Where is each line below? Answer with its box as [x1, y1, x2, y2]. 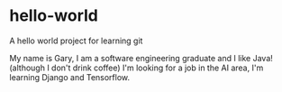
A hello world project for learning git [9, 35, 143, 46]
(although [9, 62, 45, 73]
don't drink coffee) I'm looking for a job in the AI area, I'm [50, 62, 264, 73]
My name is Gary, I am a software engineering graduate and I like [9, 52, 251, 63]
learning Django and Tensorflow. [9, 71, 131, 82]
